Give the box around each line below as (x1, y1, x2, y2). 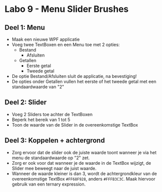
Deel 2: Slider (4, 98, 47, 107)
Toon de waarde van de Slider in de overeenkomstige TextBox (11, 122, 138, 128)
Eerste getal (26, 63, 51, 68)
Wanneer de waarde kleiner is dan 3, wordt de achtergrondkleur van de (11, 170, 157, 177)
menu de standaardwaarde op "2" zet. (11, 155, 90, 161)
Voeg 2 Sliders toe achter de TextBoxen (11, 111, 93, 117)
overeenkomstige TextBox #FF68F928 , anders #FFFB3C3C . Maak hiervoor (11, 176, 156, 182)
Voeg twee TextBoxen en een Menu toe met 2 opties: (11, 42, 120, 48)
